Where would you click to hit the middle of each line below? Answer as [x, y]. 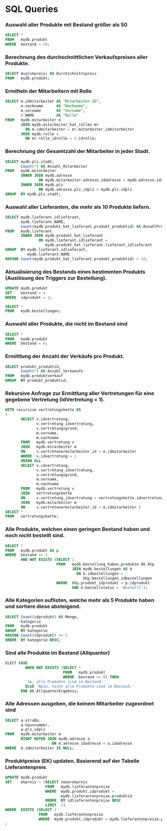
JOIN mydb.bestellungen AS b [102, 569]
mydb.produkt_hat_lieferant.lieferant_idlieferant [99, 245]
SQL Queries [32, 9]
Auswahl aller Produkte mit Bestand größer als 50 [66, 25]
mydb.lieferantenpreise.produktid [96, 796]
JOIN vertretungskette [46, 494]
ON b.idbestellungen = [100, 574]
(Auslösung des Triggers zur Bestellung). [56, 278]
